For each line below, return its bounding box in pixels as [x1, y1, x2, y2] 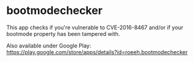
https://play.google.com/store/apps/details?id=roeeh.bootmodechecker [6, 48, 188, 55]
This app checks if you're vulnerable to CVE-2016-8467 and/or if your [6, 24, 184, 31]
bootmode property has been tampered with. [6, 30, 120, 37]
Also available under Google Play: [6, 42, 91, 49]
